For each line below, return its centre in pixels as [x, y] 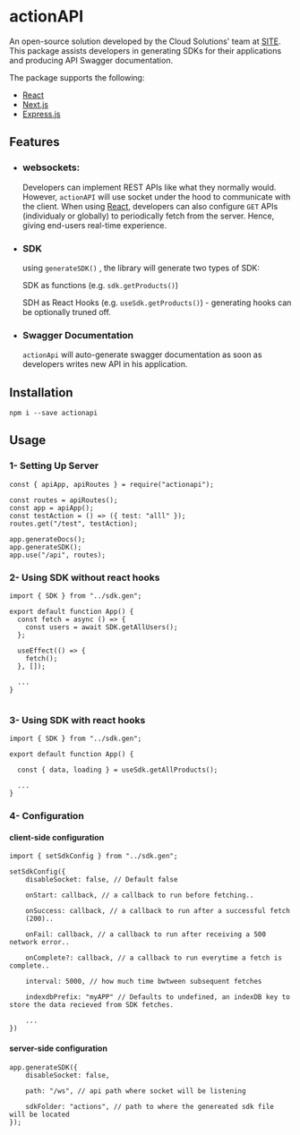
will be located [39, 1114]
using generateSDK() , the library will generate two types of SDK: [141, 268]
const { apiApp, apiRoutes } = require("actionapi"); [112, 484]
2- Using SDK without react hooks [85, 577]
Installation [41, 393]
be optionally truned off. [67, 311]
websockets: [51, 167]
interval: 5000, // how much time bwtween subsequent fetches [144, 982]
